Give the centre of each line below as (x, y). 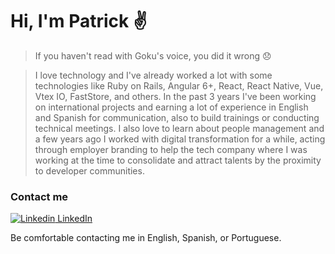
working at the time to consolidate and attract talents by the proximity (178, 160)
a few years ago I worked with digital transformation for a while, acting (180, 139)
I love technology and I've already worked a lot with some (153, 75)
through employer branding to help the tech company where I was (171, 149)
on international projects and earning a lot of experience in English (171, 107)
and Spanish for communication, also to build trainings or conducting (177, 117)
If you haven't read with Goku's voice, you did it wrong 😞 (153, 55)
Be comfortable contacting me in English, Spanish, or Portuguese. (146, 238)
